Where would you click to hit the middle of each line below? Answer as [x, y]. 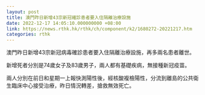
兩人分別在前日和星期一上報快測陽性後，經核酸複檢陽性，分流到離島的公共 [100, 78]
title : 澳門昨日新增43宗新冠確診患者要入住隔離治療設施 [69, 18]
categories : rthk [28, 34]
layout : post [23, 12]
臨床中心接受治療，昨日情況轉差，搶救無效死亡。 [73, 86]
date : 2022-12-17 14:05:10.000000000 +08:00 [64, 23]
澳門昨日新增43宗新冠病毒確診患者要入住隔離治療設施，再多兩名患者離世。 [101, 53]
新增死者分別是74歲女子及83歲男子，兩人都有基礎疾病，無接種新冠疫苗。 [98, 65]
